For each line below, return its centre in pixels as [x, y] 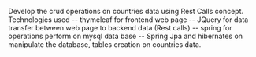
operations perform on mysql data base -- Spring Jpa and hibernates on [125, 36]
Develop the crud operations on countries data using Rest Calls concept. [126, 11]
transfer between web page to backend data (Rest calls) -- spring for [120, 28]
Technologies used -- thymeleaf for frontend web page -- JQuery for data [128, 20]
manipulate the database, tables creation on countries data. [105, 45]
